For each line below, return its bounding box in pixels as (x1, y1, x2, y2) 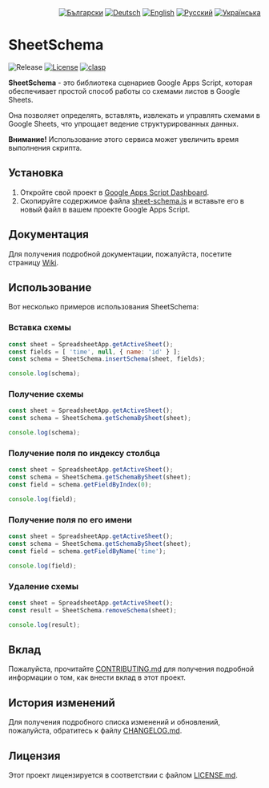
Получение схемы (8, 389, 84, 400)
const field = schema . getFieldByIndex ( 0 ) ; (8, 481, 152, 489)
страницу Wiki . (8, 257, 59, 267)
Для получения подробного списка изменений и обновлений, (8, 717, 221, 727)
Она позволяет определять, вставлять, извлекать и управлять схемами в (8, 110, 260, 119)
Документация (8, 228, 90, 241)
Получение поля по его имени (8, 514, 132, 525)
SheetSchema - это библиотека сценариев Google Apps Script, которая (8, 78, 253, 87)
